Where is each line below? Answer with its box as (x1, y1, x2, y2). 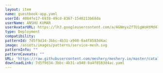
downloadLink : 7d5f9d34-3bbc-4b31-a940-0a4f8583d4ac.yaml (5, 61, 125, 65)
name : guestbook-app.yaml (5, 12, 57, 16)
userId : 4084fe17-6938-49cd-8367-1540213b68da (5, 16, 101, 21)
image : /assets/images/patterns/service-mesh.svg (5, 43, 108, 48)
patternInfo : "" (5, 47, 38, 52)
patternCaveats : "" (5, 51, 45, 57)
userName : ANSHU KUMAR (5, 20, 51, 25)
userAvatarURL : (5, 25, 36, 30)
